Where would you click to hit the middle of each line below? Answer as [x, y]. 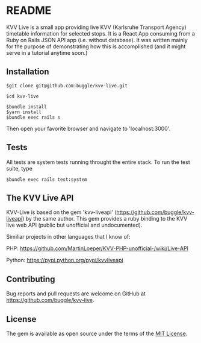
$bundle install [26, 107]
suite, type [20, 168]
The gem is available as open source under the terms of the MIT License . [97, 333]
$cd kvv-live [23, 96]
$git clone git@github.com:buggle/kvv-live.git [67, 86]
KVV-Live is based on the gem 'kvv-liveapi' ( [61, 212]
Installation [28, 72]
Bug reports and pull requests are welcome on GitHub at [76, 294]
